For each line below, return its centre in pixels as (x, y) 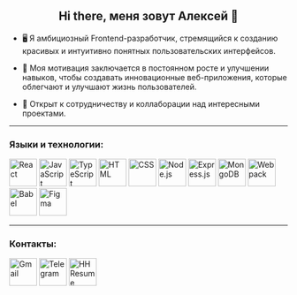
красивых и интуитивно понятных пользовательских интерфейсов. (148, 50)
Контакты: (33, 244)
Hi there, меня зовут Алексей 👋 (148, 16)
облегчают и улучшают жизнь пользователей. (109, 87)
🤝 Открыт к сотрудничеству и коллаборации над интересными (141, 103)
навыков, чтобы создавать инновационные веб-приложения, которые (154, 77)
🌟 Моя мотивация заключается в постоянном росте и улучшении (145, 68)
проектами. (44, 113)
